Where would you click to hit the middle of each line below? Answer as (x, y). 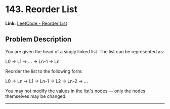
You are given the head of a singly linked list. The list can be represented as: (85, 51)
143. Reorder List (41, 9)
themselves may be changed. (36, 96)
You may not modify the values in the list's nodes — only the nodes (75, 91)
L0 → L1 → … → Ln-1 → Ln (32, 61)
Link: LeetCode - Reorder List (36, 23)
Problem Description (38, 39)
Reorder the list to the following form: (44, 71)
